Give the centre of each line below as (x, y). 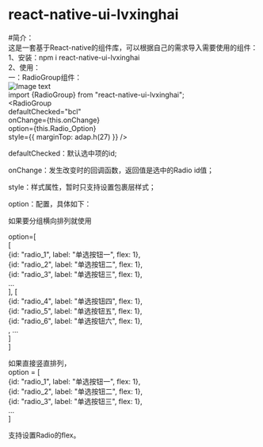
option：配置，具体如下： (50, 203)
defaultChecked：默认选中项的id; (63, 153)
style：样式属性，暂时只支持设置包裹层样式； (82, 187)
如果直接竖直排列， (40, 363)
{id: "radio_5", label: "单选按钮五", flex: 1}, (75, 310)
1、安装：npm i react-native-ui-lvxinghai (74, 57)
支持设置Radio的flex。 (44, 435)
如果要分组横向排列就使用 (50, 221)
